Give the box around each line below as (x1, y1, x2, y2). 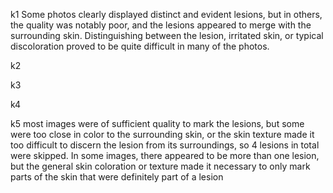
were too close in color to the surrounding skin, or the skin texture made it (10, 129, 315, 140)
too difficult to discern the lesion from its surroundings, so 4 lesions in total (10, 139, 320, 151)
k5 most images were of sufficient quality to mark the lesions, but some (10, 118, 305, 129)
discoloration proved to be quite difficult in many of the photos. (10, 40, 270, 52)
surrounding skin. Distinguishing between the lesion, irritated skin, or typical (10, 30, 324, 41)
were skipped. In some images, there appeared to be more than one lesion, (10, 150, 320, 161)
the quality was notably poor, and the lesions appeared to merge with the (10, 19, 312, 31)
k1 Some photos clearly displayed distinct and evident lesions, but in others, (10, 9, 323, 20)
